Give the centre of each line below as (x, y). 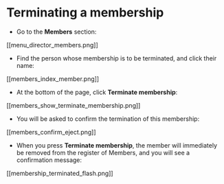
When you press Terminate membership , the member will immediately (117, 145)
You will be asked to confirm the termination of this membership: (108, 119)
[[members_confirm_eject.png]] (52, 132)
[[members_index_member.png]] (53, 79)
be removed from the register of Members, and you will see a (103, 152)
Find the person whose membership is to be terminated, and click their (116, 58)
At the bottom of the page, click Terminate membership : (97, 92)
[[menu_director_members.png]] (52, 45)
